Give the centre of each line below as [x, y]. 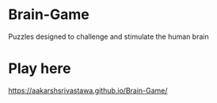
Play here [40, 69]
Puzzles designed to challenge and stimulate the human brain [108, 36]
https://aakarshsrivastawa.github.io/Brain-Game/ [88, 90]
